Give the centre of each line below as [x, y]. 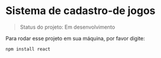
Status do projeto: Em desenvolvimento [67, 27]
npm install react [28, 49]
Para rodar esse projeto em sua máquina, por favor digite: [75, 38]
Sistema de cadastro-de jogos [80, 11]
